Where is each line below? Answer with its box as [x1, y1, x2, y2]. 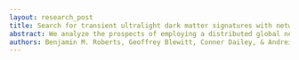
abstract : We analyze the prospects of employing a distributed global [9, 29, 280, 38]
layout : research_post [9, 12, 93, 22]
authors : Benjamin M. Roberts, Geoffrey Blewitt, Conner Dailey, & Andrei [9, 37, 293, 47]
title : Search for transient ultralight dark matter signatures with [9, 21, 273, 30]
